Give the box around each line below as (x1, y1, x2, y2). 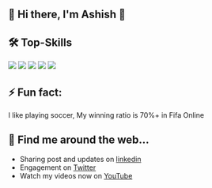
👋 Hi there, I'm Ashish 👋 (8, 8, 127, 21)
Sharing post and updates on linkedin (19, 154, 142, 164)
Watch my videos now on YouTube (19, 171, 133, 180)
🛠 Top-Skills (8, 36, 73, 49)
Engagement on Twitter (19, 163, 97, 172)
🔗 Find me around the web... (8, 133, 150, 147)
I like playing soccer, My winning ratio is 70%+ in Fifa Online (8, 111, 204, 120)
